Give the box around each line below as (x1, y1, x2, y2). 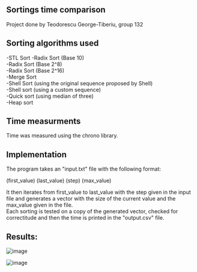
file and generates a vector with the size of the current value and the (6, 195, 176, 202)
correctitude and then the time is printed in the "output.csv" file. (6, 214, 165, 222)
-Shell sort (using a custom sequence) (6, 86, 101, 93)
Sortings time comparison (6, 5, 106, 15)
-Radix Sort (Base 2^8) (6, 60, 62, 68)
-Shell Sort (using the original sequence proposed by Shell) (6, 79, 153, 86)
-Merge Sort (6, 73, 37, 80)
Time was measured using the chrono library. (6, 132, 118, 139)
